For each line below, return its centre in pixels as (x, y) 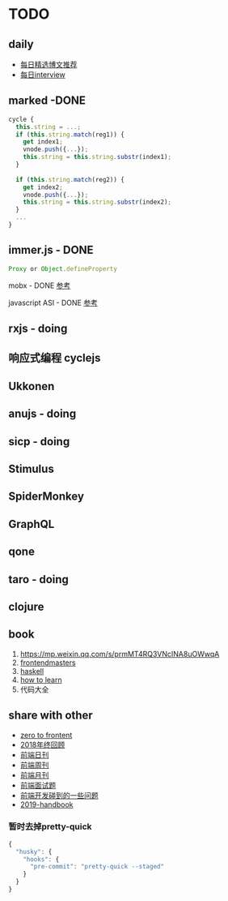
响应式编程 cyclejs (55, 358)
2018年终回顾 (42, 744)
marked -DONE (47, 101)
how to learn (41, 680)
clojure (26, 606)
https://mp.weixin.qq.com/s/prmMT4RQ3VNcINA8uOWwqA (120, 654)
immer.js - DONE (51, 250)
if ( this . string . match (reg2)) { (70, 179)
